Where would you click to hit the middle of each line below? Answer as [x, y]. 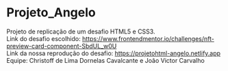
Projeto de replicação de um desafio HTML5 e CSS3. [81, 31]
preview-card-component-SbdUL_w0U [62, 46]
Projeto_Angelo [51, 13]
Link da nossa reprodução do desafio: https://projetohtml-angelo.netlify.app [113, 53]
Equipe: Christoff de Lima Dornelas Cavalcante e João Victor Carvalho [105, 60]
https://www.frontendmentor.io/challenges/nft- [148, 38]
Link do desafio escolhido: [43, 38]
